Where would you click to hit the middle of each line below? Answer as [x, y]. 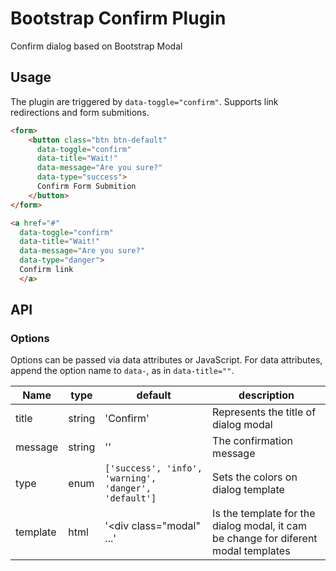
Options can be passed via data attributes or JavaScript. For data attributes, [166, 360]
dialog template [248, 490]
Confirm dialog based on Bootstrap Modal [96, 46]
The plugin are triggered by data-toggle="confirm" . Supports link [144, 101]
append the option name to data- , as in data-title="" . [122, 371]
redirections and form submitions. [80, 112]
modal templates [251, 551]
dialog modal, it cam [259, 526]
